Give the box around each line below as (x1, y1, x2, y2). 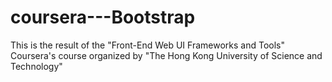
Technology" (10, 60, 63, 72)
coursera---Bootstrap (10, 6, 196, 29)
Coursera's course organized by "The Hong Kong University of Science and (10, 49, 323, 61)
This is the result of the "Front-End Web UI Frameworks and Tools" (10, 39, 285, 51)
